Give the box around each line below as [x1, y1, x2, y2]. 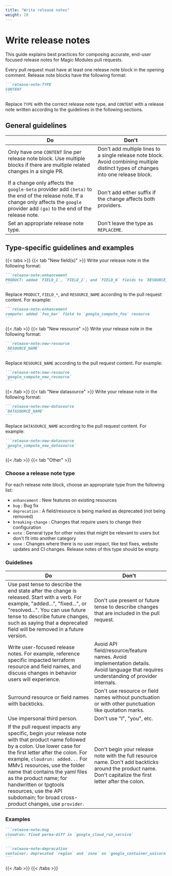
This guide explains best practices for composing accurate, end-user [5, 51, 152, 58]
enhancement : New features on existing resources [12, 497, 117, 503]
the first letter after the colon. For [8, 749, 88, 756]
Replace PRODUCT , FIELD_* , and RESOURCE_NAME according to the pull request [5, 291, 162, 298]
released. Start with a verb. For [8, 594, 82, 601]
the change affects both [97, 195, 155, 202]
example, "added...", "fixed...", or [8, 600, 87, 607]
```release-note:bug [5, 827, 50, 832]
